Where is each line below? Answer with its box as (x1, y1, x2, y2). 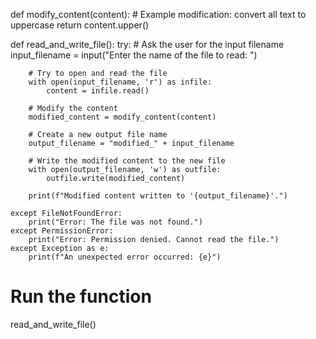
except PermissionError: (10, 226, 114, 236)
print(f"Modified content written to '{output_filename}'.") (28, 191, 288, 201)
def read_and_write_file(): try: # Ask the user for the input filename (10, 39, 285, 50)
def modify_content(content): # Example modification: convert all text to (10, 9, 307, 20)
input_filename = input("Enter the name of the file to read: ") (10, 49, 258, 61)
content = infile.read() (46, 86, 150, 96)
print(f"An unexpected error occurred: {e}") (28, 252, 222, 262)
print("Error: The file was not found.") (28, 217, 203, 227)
